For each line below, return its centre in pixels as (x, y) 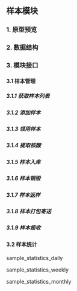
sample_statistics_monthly (39, 282)
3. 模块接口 (22, 66)
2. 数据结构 (22, 47)
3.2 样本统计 (22, 244)
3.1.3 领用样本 (23, 129)
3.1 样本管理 (21, 81)
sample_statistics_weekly (38, 270)
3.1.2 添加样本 (23, 112)
